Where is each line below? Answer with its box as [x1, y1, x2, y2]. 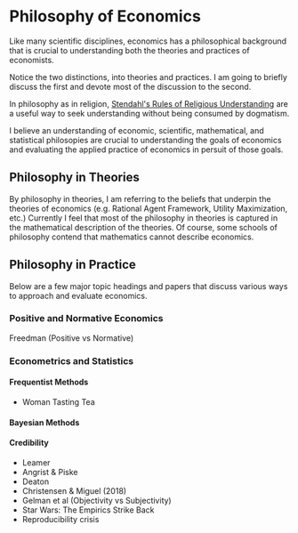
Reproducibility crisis [21, 513, 100, 524]
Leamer [21, 456, 51, 468]
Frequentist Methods [9, 376, 89, 388]
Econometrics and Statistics [9, 354, 134, 367]
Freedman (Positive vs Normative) [9, 332, 134, 343]
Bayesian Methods [9, 416, 80, 428]
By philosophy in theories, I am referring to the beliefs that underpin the [9, 193, 271, 204]
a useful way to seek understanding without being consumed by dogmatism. [9, 108, 290, 118]
